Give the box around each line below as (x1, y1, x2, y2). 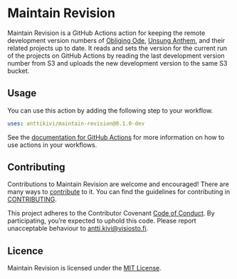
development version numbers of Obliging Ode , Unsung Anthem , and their (7, 36, 226, 44)
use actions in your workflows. (7, 141, 98, 149)
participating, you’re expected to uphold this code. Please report (7, 216, 197, 225)
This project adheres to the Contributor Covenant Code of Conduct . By (7, 209, 215, 218)
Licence (7, 245, 44, 257)
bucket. (7, 66, 30, 75)
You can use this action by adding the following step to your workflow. (7, 106, 214, 115)
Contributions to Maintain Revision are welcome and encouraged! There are (7, 180, 229, 188)
